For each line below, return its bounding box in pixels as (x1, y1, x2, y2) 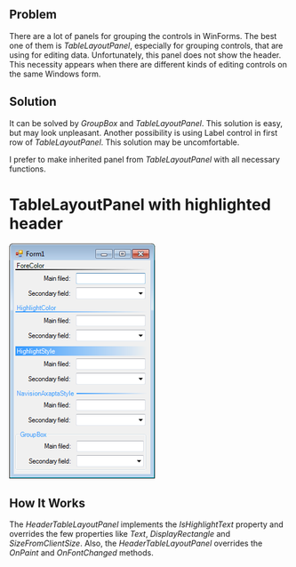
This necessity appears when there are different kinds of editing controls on (9, 59, 287, 69)
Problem (9, 7, 58, 22)
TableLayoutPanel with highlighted (9, 195, 271, 214)
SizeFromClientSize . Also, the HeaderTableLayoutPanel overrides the (9, 538, 263, 549)
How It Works (9, 495, 86, 510)
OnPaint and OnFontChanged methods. (9, 547, 154, 558)
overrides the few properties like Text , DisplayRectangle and (9, 529, 231, 539)
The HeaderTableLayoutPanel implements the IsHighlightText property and (9, 519, 284, 530)
